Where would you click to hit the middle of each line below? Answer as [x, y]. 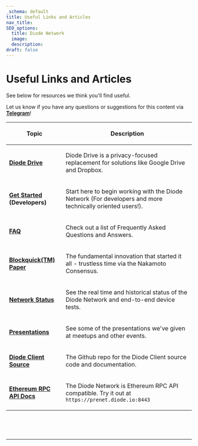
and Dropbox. [84, 170]
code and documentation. [101, 364]
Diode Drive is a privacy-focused [112, 155]
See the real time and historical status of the [126, 292]
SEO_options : [22, 28]
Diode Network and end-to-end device [120, 299]
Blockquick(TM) [32, 260]
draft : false [22, 50]
